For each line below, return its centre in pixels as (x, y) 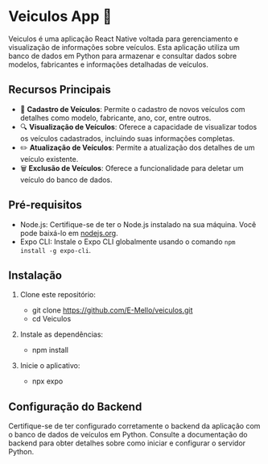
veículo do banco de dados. (66, 180)
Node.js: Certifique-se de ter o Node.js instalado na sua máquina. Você (138, 224)
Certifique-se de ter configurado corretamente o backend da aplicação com (134, 426)
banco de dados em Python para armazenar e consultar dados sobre (123, 56)
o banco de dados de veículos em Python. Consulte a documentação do (128, 435)
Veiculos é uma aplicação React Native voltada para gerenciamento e (124, 39)
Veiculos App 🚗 (60, 17)
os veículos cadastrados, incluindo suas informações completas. (127, 138)
